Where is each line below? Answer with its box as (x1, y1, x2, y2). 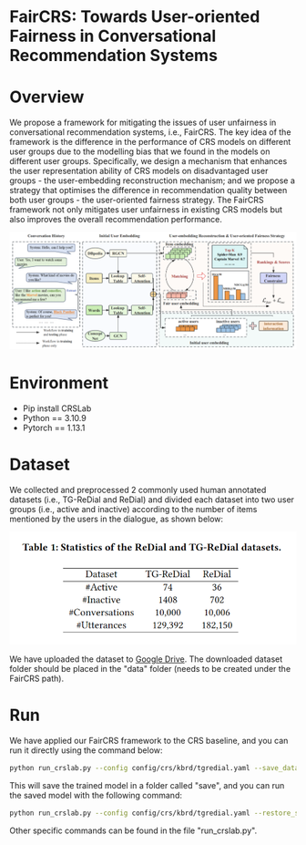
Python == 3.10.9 (22, 412, 87, 423)
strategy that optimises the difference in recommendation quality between (9, 185, 288, 196)
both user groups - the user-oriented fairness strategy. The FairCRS (9, 194, 264, 206)
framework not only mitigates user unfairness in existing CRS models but (9, 204, 283, 215)
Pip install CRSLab (22, 403, 92, 414)
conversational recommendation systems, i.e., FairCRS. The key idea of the (9, 127, 291, 138)
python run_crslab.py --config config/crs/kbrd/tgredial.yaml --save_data (9, 764, 300, 773)
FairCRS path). (9, 673, 65, 685)
